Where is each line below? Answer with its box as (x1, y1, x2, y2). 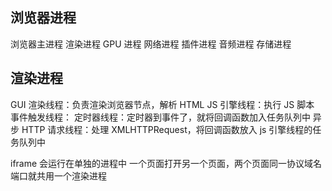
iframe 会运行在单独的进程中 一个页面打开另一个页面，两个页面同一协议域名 (10, 157, 323, 169)
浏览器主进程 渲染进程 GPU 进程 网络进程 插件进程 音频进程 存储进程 (10, 38, 292, 50)
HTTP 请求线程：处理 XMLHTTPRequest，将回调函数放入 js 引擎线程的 (21, 123, 313, 135)
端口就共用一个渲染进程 (10, 169, 107, 182)
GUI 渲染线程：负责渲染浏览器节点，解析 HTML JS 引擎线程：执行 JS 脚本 (10, 98, 315, 110)
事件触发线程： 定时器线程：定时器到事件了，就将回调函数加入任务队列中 (10, 111, 311, 123)
